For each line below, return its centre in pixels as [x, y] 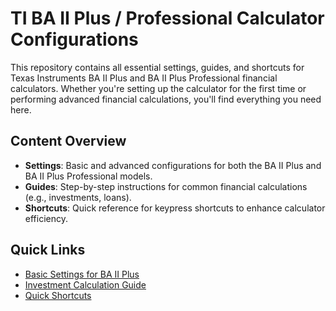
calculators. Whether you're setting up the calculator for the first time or [158, 88]
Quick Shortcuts [58, 295]
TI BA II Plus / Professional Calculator [167, 18]
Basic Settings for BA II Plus [82, 274]
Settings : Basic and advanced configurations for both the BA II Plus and [173, 165]
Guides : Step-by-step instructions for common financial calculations [166, 186]
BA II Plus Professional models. [88, 176]
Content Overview [68, 141]
